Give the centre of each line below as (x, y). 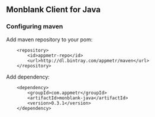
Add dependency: (28, 77)
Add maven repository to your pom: (49, 39)
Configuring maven (35, 27)
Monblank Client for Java (54, 10)
